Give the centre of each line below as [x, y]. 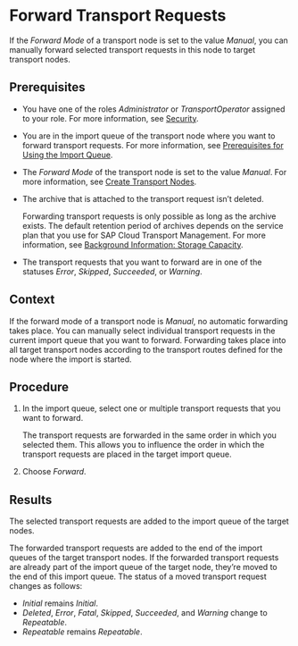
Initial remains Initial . [60, 603]
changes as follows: [46, 586]
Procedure [39, 386]
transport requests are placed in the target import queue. [127, 454]
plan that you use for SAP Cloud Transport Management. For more [144, 235]
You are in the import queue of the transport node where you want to [149, 136]
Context [32, 300]
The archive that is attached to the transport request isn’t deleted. [143, 198]
